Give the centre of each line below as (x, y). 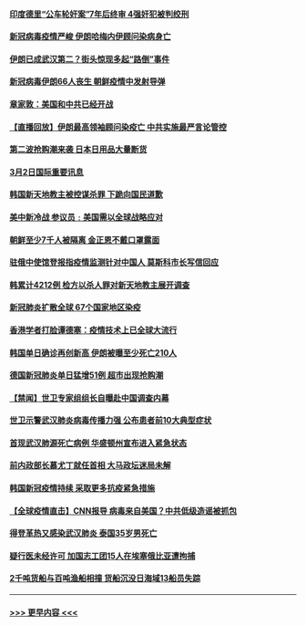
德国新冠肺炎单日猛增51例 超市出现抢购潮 (87, 375)
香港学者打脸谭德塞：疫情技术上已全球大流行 (93, 329)
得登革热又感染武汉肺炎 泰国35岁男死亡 (83, 533)
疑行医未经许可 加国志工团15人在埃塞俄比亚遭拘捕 (102, 556)
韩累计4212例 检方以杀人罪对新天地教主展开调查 (100, 285)
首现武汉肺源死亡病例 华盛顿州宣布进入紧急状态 (98, 443)
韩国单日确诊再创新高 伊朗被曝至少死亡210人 (93, 352)
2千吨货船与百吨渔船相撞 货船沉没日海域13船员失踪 (105, 579)
